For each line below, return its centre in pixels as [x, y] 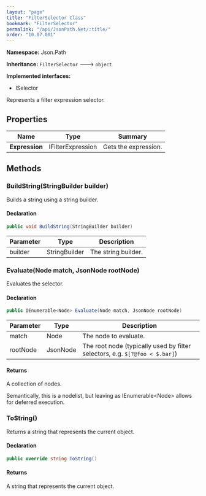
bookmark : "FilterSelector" [42, 23]
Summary [132, 136]
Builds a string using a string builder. [52, 200]
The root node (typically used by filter [137, 346]
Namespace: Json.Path [36, 52]
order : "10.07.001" [31, 35]
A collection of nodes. [34, 384]
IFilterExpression [73, 147]
